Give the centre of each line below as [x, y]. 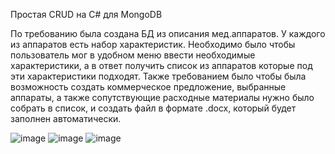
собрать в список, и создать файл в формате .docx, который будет [153, 108]
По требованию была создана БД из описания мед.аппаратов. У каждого [168, 33]
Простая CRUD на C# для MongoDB [86, 14]
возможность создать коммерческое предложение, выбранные [148, 87]
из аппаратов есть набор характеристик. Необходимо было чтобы [153, 44]
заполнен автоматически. [66, 118]
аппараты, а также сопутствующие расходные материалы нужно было [162, 97]
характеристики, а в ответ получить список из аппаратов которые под [161, 65]
